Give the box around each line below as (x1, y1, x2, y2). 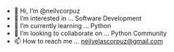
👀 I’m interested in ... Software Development (13, 14, 142, 22)
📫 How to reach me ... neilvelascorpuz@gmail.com (13, 37, 163, 45)
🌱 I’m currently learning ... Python (13, 22, 111, 30)
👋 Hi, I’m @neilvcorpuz (13, 7, 80, 15)
